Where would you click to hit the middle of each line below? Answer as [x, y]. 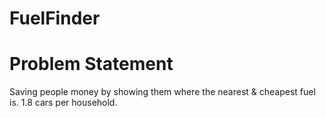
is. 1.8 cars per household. [63, 103]
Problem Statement [91, 64]
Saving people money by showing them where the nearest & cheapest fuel [162, 92]
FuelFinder [55, 18]
